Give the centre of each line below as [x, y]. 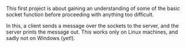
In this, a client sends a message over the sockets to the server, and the [93, 26]
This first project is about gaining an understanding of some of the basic [93, 8]
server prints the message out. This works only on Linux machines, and [92, 32]
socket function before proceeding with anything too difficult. [80, 15]
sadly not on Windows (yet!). [41, 38]
